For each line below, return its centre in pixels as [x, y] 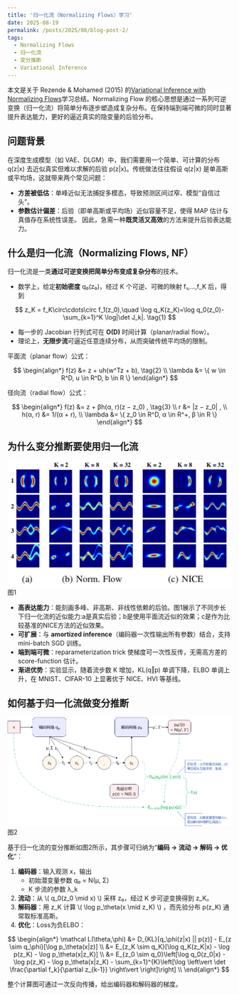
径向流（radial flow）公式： [48, 393]
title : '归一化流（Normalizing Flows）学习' [70, 15]
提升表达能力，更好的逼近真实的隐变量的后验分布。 [82, 116]
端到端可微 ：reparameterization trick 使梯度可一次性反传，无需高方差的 [122, 652]
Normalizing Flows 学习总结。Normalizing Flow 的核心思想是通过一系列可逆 [117, 98]
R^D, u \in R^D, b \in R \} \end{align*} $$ [119, 378]
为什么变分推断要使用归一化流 [73, 446]
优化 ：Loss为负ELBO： [52, 925]
